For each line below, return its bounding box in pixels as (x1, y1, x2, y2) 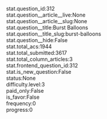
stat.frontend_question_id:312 (6, 62, 79, 69)
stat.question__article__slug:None (6, 18, 87, 24)
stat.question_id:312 (6, 5, 55, 12)
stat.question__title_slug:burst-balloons (6, 30, 102, 37)
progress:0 (6, 107, 33, 113)
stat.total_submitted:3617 (6, 49, 67, 56)
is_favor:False (6, 93, 40, 101)
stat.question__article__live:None (6, 11, 86, 18)
